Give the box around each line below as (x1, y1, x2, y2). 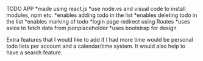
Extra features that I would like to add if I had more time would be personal (6, 36, 193, 43)
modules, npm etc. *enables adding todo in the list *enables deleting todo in (6, 11, 198, 19)
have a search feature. (6, 49, 63, 56)
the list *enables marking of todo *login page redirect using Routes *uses (6, 18, 190, 25)
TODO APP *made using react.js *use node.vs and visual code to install (6, 5, 186, 12)
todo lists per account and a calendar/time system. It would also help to (6, 42, 186, 50)
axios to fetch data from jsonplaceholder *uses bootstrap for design (6, 24, 177, 31)
